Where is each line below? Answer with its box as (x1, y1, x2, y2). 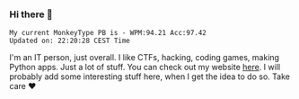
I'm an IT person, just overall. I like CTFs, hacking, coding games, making (9, 52, 280, 63)
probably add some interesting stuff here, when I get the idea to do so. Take (9, 71, 290, 82)
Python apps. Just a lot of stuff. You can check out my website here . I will (9, 62, 281, 73)
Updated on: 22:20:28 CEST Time (9, 36, 130, 46)
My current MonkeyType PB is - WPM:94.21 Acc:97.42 (9, 29, 207, 38)
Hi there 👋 (9, 8, 54, 21)
